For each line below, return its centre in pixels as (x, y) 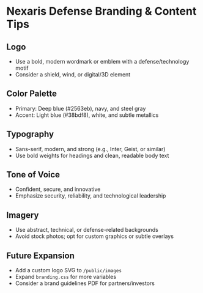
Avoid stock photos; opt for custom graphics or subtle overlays (94, 236)
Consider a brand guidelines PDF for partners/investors (85, 283)
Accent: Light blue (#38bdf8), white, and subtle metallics (87, 115)
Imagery (23, 215)
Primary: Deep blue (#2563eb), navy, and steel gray (80, 108)
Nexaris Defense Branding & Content (102, 11)
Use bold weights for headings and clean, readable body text (92, 155)
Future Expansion (41, 255)
